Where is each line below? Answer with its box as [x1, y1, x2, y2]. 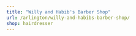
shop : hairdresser [6, 20, 53, 26]
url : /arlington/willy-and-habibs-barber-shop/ [6, 15, 130, 21]
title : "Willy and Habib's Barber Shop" [6, 9, 111, 15]
